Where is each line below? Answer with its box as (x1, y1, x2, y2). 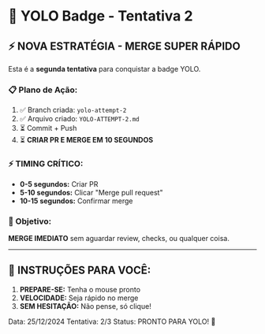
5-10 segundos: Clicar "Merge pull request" (19, 187, 163, 197)
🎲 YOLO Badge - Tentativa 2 (8, 7, 193, 25)
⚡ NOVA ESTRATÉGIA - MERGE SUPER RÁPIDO (8, 39, 241, 53)
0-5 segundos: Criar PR (19, 179, 99, 188)
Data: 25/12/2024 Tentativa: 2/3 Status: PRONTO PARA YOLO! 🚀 (8, 317, 216, 326)
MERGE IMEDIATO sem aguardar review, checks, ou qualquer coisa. (8, 233, 230, 243)
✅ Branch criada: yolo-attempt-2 (19, 106, 127, 115)
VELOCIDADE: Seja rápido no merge (19, 293, 139, 302)
